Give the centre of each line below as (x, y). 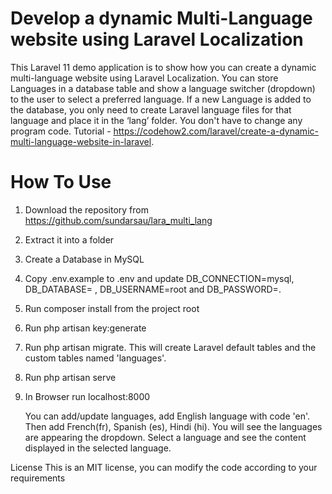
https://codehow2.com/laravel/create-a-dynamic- (216, 131)
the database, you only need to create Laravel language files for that (151, 109)
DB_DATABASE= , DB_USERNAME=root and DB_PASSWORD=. (153, 289)
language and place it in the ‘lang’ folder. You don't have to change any (156, 120)
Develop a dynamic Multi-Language (161, 18)
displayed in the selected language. (98, 448)
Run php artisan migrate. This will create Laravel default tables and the (170, 347)
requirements (38, 478)
